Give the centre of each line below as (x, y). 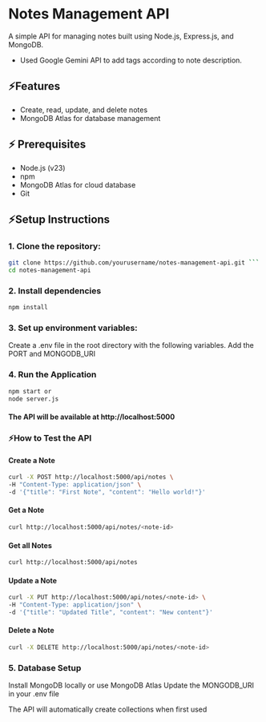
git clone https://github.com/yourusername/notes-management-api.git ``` (134, 263)
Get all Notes (30, 545)
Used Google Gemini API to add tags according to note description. (131, 60)
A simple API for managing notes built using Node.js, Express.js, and (121, 36)
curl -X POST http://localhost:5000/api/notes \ (91, 478)
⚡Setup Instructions (59, 219)
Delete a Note (31, 631)
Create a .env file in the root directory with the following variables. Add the (131, 345)
